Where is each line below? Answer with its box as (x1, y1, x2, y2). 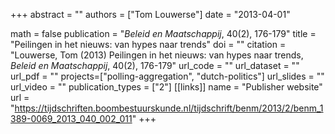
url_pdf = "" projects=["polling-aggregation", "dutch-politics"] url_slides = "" (10, 70, 325, 82)
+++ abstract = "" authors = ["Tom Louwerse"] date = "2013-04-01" (10, 9, 291, 20)
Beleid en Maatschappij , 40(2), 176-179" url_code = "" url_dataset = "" (10, 60, 300, 71)
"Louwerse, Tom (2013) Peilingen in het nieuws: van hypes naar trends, (10, 49, 304, 61)
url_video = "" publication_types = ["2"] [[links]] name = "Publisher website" (10, 81, 323, 93)
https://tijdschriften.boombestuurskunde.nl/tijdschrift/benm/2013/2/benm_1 (14, 102, 324, 114)
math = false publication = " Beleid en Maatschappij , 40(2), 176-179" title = (10, 28, 317, 39)
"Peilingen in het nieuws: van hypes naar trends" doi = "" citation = (10, 39, 287, 50)
